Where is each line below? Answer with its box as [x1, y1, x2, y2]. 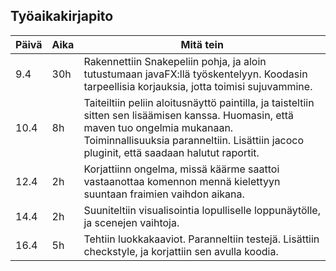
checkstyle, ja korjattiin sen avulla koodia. [83, 244, 279, 258]
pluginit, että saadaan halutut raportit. [83, 145, 260, 159]
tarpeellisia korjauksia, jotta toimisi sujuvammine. [83, 79, 313, 93]
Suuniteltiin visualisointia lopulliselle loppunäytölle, [83, 203, 321, 217]
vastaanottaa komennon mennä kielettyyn [83, 174, 281, 188]
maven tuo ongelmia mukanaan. [83, 120, 234, 134]
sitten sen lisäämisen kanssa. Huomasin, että [83, 108, 295, 122]
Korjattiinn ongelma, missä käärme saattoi [83, 162, 280, 176]
